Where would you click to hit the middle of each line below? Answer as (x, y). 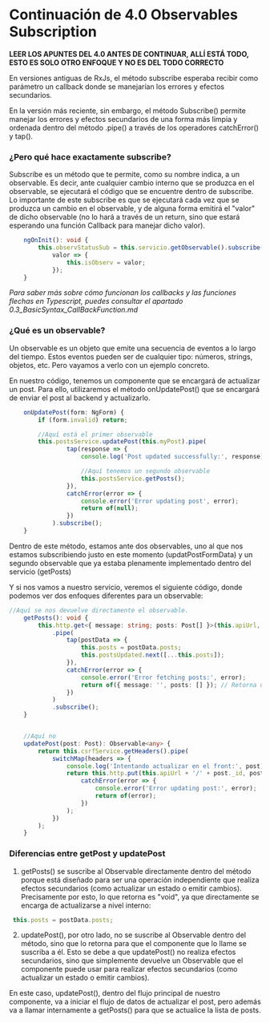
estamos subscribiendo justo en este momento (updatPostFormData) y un (131, 554)
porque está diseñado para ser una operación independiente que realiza (140, 879)
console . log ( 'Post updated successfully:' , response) (172, 457)
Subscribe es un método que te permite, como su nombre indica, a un (124, 175)
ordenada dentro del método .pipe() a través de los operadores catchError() (134, 127)
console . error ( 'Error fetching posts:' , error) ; (163, 677)
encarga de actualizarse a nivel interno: (86, 905)
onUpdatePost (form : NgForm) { (74, 412)
